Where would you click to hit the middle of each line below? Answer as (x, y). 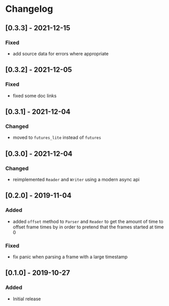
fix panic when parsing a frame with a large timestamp (70, 257)
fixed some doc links (35, 95)
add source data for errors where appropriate (61, 53)
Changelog (29, 9)
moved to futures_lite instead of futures (57, 138)
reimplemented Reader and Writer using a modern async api (76, 179)
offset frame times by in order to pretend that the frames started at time (88, 227)
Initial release (27, 299)
